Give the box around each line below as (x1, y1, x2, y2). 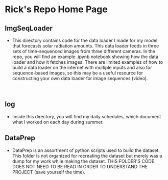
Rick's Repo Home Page (5, 4, 108, 15)
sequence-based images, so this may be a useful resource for (12, 70, 143, 76)
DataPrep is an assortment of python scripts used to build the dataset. (12, 147, 160, 153)
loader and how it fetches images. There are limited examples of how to (12, 59, 163, 65)
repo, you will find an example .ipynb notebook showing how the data (12, 54, 159, 60)
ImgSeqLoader (5, 24, 53, 33)
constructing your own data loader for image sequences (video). (12, 75, 149, 81)
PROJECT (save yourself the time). (12, 169, 85, 175)
